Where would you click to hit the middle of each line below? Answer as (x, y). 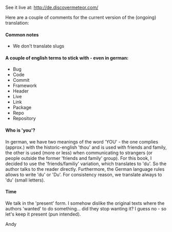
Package (22, 108)
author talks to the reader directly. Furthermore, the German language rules (85, 169)
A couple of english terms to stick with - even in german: (67, 58)
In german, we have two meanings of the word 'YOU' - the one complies (82, 141)
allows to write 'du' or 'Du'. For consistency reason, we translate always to (84, 174)
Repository (24, 118)
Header (21, 91)
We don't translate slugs (39, 46)
